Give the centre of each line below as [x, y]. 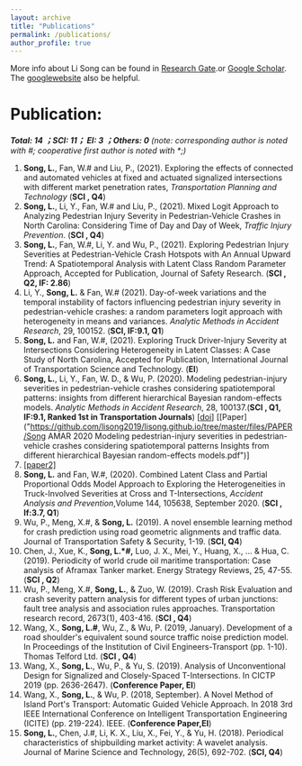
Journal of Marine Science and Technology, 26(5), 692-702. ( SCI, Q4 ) [153, 752]
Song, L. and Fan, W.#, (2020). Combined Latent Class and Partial [145, 475]
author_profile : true [51, 43]
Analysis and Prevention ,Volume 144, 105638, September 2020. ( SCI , [152, 503]
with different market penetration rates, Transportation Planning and [150, 187]
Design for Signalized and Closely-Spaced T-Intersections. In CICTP [149, 676]
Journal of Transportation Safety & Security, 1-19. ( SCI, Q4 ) [133, 542]
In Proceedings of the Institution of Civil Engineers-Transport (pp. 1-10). [155, 647]
